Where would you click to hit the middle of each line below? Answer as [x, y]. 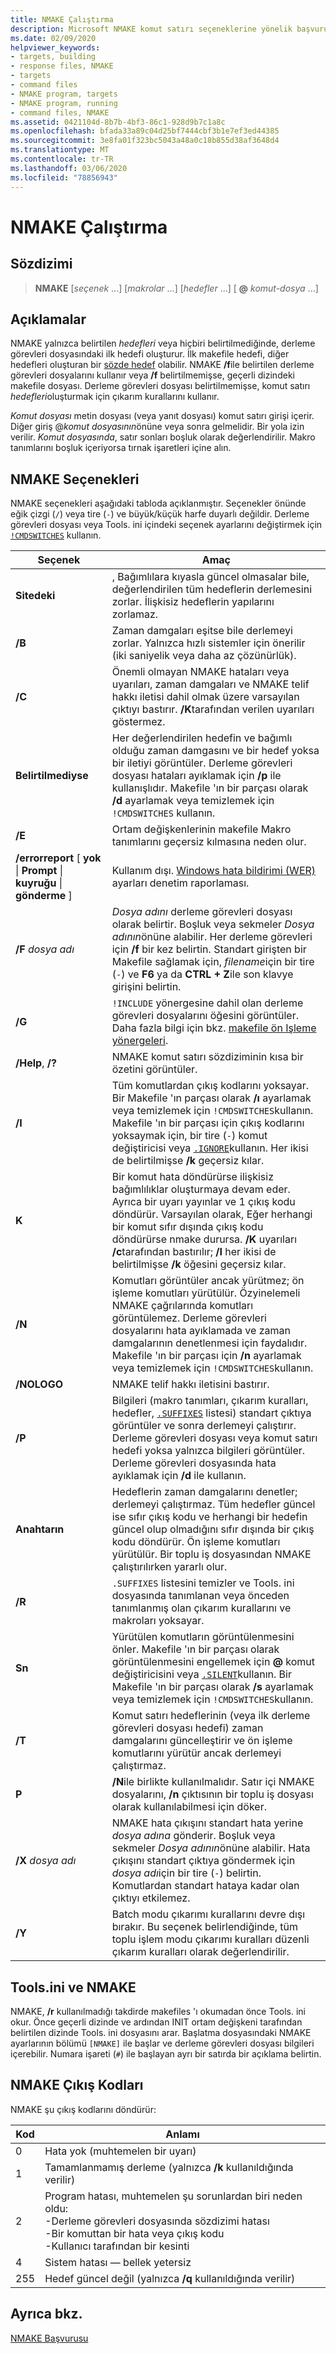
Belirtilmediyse [52, 776]
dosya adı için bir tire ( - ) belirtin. [186, 1873]
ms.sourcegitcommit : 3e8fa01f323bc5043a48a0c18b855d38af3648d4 [145, 141]
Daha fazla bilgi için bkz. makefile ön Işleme [214, 1028]
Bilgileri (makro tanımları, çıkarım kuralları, [210, 1401]
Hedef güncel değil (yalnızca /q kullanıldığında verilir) [170, 2278]
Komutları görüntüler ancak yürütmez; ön [208, 1281]
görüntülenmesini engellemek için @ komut [213, 1662]
